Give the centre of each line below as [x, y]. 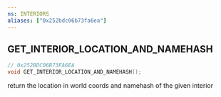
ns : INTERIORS [29, 14]
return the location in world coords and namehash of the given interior [110, 86]
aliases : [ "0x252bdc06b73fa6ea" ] [57, 21]
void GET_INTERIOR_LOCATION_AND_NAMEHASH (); [74, 72]
